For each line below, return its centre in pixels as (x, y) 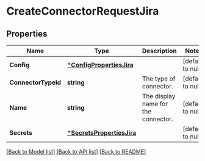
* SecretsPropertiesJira (102, 133)
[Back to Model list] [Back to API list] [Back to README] (76, 152)
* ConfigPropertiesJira (100, 65)
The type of (159, 79)
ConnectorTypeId (35, 82)
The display (159, 96)
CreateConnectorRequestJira (83, 11)
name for (155, 104)
